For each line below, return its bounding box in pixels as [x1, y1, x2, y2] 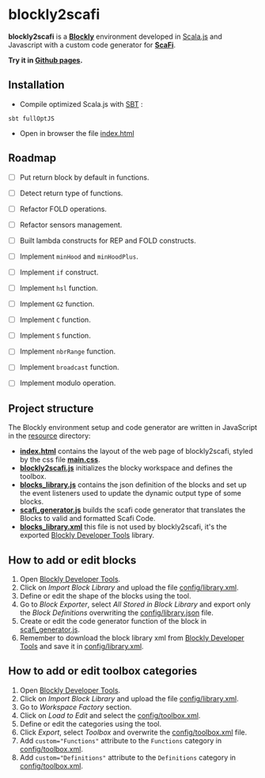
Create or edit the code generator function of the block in [19, 617, 207, 626]
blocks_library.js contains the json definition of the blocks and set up [19, 480, 247, 489]
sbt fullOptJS [8, 115, 55, 123]
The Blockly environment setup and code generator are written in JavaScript [8, 423, 258, 432]
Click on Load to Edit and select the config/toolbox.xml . [19, 710, 201, 720]
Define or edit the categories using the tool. [19, 719, 162, 728]
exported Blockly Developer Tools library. [19, 531, 154, 540]
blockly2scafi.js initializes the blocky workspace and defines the [19, 463, 233, 473]
